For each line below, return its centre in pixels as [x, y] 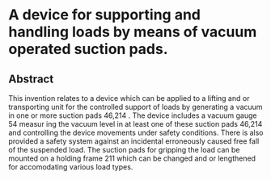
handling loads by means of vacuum [133, 32]
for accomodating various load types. [71, 167]
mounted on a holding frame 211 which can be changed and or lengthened [132, 158]
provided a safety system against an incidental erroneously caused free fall [134, 141]
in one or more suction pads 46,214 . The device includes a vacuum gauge [133, 115]
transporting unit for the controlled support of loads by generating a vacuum [135, 107]
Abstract [31, 79]
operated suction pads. [88, 49]
